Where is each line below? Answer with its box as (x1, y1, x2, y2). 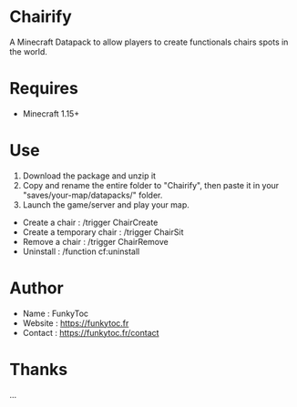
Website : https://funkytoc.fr (22, 317, 129, 329)
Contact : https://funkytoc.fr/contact (22, 327, 159, 338)
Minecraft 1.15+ (22, 107, 80, 119)
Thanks (9, 359, 68, 380)
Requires (9, 78, 79, 99)
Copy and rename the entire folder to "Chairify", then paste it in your (22, 179, 280, 190)
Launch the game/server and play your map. (22, 198, 189, 210)
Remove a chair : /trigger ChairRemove (22, 236, 169, 247)
